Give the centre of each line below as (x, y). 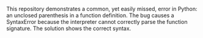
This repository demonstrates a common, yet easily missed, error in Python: (102, 9)
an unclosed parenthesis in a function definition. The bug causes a (90, 15)
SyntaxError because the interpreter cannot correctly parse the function (97, 22)
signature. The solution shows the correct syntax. (69, 28)
